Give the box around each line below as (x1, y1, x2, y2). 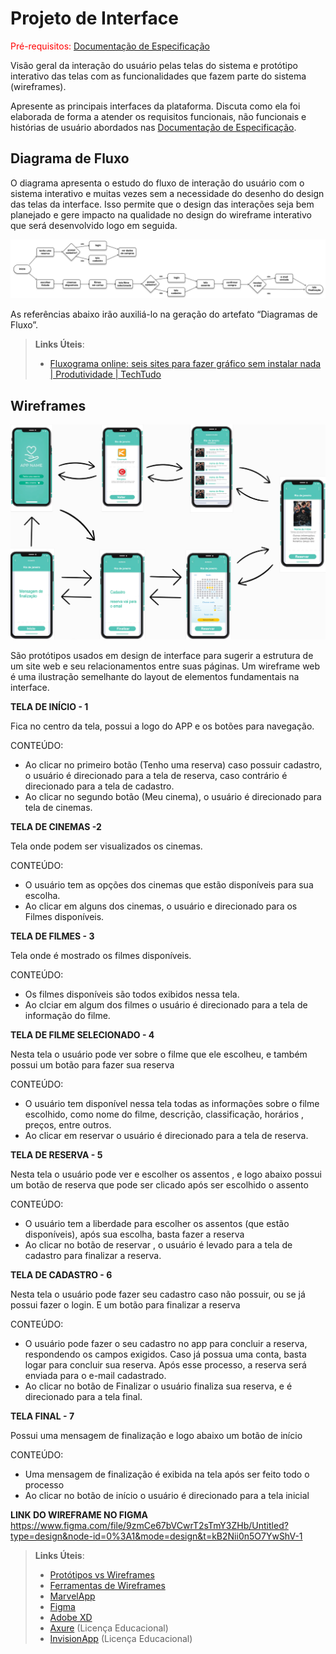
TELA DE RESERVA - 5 (10, 1149, 103, 1161)
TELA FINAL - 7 (10, 1410, 75, 1422)
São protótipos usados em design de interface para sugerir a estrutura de (10, 650, 314, 662)
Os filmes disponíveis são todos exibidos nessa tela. (24, 988, 240, 1001)
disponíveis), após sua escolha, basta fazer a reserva (24, 1228, 245, 1241)
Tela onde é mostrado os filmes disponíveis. (10, 950, 192, 962)
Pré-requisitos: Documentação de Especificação (10, 40, 210, 52)
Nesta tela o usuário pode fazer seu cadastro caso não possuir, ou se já (10, 1288, 306, 1301)
